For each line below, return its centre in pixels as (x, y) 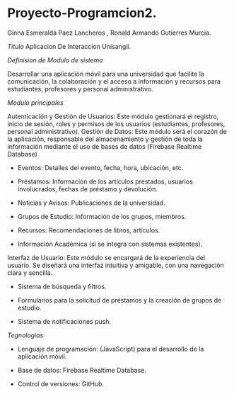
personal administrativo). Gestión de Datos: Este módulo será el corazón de (117, 131)
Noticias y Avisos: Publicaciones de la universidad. (91, 203)
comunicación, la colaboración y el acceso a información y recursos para (114, 81)
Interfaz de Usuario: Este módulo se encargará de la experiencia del (106, 257)
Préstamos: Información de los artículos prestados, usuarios (105, 181)
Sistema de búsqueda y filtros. (62, 286)
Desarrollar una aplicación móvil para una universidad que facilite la (106, 74)
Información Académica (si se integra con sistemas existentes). (110, 244)
